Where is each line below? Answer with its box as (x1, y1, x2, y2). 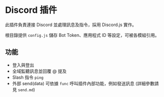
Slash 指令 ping (12, 74, 44, 80)
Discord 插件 (5, 4, 58, 16)
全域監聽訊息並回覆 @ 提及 (12, 68, 67, 74)
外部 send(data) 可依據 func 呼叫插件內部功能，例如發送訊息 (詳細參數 (12, 80, 155, 86)
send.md (18, 87, 33, 93)
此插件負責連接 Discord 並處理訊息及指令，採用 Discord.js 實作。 (5, 22, 137, 28)
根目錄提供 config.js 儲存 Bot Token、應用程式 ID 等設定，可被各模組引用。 (5, 32, 160, 38)
